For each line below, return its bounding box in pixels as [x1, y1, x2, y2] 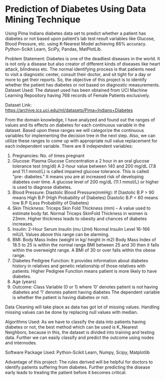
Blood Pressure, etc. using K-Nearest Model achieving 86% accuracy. [5, 41, 147, 46]
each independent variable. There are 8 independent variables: [5, 143, 133, 149]
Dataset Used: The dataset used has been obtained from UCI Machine [5, 87, 148, 93]
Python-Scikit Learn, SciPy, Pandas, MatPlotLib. [5, 46, 102, 52]
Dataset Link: [5, 102, 32, 108]
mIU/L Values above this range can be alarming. [12, 231, 110, 237]
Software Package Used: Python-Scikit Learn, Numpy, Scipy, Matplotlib [5, 349, 150, 355]
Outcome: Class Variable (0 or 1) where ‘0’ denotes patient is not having [12, 284, 158, 290]
